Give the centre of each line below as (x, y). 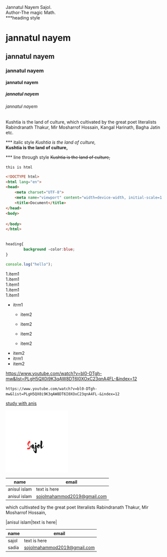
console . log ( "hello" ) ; (29, 264)
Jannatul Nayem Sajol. (29, 7)
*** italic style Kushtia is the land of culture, (51, 142)
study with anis (21, 403)
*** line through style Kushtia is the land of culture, (58, 157)
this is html (19, 167)
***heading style (23, 18)
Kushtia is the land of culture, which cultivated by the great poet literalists (81, 122)
